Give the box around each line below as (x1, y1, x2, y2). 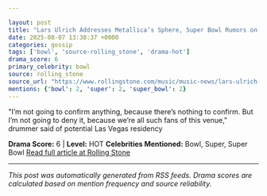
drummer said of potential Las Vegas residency (8, 124, 163, 133)
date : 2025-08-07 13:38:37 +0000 (8, 33, 119, 41)
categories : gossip (8, 40, 73, 48)
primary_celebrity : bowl (8, 63, 91, 71)
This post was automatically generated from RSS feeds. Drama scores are (8, 170, 253, 179)
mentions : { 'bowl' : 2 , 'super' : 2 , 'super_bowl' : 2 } (8, 85, 187, 93)
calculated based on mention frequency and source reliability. (8, 179, 212, 188)
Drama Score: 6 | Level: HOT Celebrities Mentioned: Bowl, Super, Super (8, 139, 248, 148)
